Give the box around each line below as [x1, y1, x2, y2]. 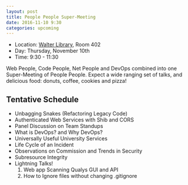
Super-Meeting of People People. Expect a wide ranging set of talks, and [6, 71, 183, 78]
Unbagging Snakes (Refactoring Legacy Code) [14, 110, 128, 117]
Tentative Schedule [6, 95, 79, 105]
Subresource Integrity [14, 154, 68, 161]
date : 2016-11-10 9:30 [6, 19, 62, 25]
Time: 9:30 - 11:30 [14, 53, 59, 60]
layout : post [6, 8, 38, 15]
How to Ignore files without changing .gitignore [23, 173, 137, 180]
